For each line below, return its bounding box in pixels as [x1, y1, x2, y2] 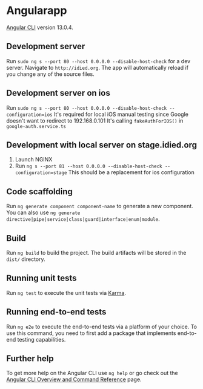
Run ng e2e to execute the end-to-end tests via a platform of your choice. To [6, 323, 198, 330]
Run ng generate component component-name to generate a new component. [6, 203, 194, 210]
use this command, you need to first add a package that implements [6, 329, 176, 337]
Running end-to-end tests [6, 307, 107, 317]
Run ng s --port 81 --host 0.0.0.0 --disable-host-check [15, 162, 162, 170]
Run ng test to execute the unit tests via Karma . [6, 289, 126, 296]
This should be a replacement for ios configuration [68, 169, 195, 176]
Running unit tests [6, 273, 77, 283]
